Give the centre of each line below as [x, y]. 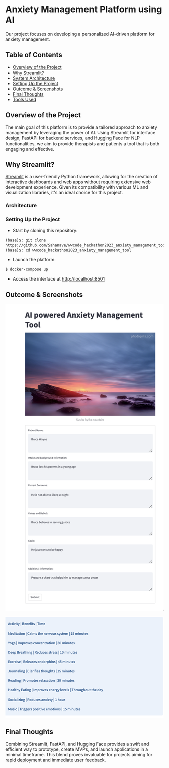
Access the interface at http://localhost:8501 [58, 278]
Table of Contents [34, 55]
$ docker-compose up [27, 269]
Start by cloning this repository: [45, 230]
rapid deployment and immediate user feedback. [56, 760]
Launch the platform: [34, 259]
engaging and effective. [30, 149]
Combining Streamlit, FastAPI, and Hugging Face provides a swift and [77, 744]
